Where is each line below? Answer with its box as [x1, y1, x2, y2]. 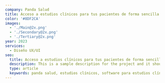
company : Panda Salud [5, 7, 50, 12]
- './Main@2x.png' [9, 25, 48, 30]
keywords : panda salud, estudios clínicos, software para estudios [9, 71, 151, 76]
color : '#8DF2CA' [5, 16, 41, 21]
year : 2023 [5, 39, 27, 44]
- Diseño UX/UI [9, 48, 41, 53]
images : [5, 21, 21, 26]
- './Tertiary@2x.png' [9, 35, 56, 40]
